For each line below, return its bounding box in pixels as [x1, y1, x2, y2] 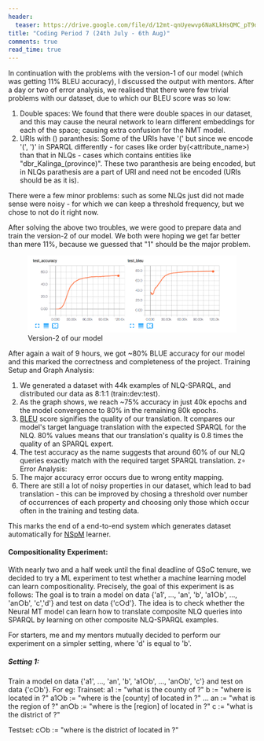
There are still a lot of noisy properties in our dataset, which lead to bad [19, 481, 251, 490]
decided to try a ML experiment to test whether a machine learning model [8, 573, 247, 583]
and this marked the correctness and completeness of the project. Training [8, 356, 251, 366]
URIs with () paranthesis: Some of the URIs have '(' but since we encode [19, 134, 254, 143]
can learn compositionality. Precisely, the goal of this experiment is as [8, 582, 234, 592]
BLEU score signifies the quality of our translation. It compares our [19, 414, 236, 423]
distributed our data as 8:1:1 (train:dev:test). [19, 389, 161, 398]
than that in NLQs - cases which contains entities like [19, 150, 192, 160]
